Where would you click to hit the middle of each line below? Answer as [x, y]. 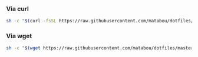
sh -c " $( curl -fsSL [32, 21]
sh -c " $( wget [24, 48]
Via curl [18, 9]
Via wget [19, 36]
